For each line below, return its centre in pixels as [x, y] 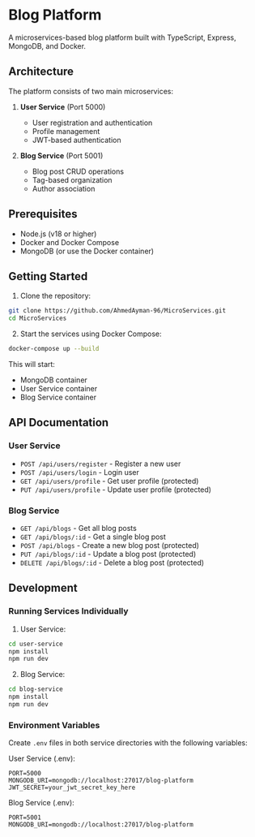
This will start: [32, 364]
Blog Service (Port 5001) [62, 155]
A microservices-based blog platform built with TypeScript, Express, [122, 37]
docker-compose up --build [54, 349]
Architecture [41, 72]
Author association [64, 188]
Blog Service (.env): [41, 803]
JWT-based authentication [76, 140]
